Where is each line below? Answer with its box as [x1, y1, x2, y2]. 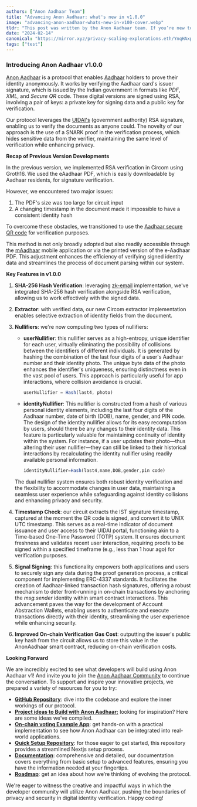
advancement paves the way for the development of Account [14, 600, 163, 607]
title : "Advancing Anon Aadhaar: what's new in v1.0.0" [6, 14, 145, 20]
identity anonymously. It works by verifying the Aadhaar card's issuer [6, 80, 174, 87]
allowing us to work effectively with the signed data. [14, 294, 141, 302]
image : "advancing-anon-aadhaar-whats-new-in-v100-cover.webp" [6, 19, 164, 25]
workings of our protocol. [14, 702, 76, 709]
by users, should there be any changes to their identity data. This [23, 425, 181, 433]
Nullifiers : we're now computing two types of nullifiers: [14, 324, 148, 331]
